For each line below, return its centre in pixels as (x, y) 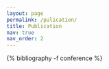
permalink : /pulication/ (42, 20)
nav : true (21, 32)
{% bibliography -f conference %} (54, 58)
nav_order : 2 (25, 39)
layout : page (25, 13)
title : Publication (34, 26)
